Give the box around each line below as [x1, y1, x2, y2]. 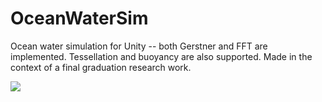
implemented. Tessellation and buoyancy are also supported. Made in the [10, 50, 313, 62]
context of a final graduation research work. [10, 61, 192, 73]
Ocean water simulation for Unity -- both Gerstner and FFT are [10, 40, 268, 52]
